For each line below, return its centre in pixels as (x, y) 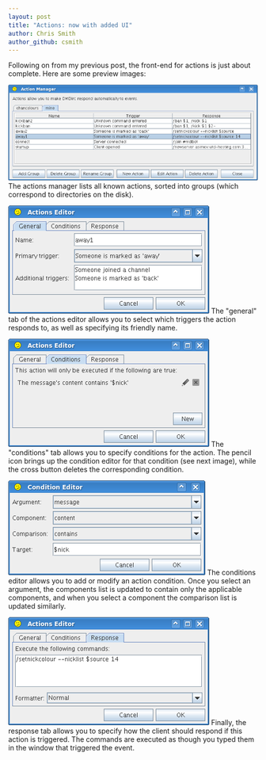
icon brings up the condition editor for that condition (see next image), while (132, 461)
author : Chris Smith (42, 33)
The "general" (234, 311)
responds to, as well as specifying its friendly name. (93, 328)
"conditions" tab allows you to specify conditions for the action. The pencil (130, 453)
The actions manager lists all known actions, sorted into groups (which (123, 186)
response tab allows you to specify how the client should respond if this (125, 731)
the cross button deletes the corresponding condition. (96, 470)
